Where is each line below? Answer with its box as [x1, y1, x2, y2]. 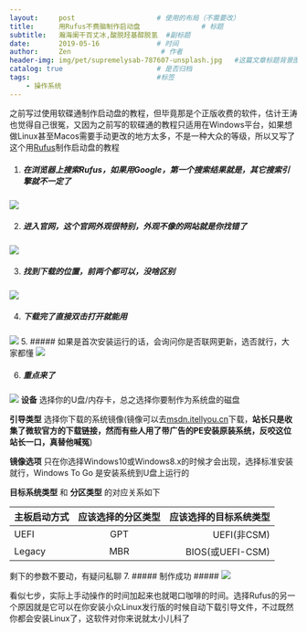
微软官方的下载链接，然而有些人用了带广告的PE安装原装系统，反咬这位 [25, 426, 292, 437]
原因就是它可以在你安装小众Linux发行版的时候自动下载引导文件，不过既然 [16, 602, 294, 613]
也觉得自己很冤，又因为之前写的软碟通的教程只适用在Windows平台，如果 [9, 119, 285, 130]
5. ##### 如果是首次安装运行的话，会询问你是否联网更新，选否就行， [20, 335, 282, 347]
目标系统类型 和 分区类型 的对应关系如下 [9, 487, 161, 498]
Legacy [14, 545, 46, 558]
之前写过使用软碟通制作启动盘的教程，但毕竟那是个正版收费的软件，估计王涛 [9, 107, 298, 119]
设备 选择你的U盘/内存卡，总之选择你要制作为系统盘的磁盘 [20, 395, 240, 406]
